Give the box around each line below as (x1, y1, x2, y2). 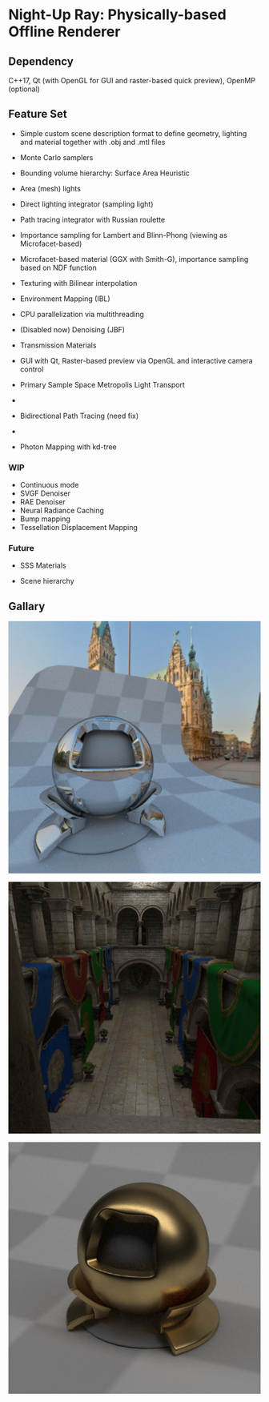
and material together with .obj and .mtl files (19, 137, 166, 147)
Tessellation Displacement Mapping (19, 523, 139, 532)
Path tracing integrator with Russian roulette (19, 215, 166, 224)
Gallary (8, 599, 46, 613)
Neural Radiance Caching (19, 506, 104, 516)
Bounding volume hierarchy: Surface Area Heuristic (19, 168, 191, 178)
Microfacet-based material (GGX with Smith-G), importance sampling (19, 254, 249, 263)
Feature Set (8, 107, 67, 121)
